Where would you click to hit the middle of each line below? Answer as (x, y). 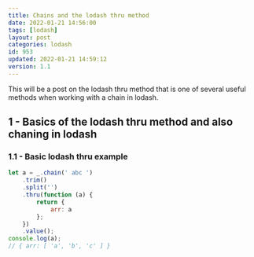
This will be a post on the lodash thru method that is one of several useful (127, 89)
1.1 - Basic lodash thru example (68, 156)
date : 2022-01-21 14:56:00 (52, 23)
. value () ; (39, 231)
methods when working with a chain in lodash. (83, 97)
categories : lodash (40, 45)
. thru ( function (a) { (57, 195)
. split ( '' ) (40, 188)
